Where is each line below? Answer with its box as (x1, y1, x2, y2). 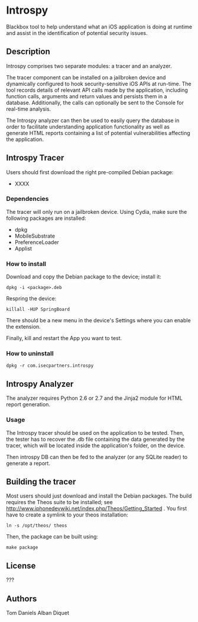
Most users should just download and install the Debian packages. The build (6, 492, 192, 499)
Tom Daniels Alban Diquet (6, 610, 69, 616)
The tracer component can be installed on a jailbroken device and (6, 73, 166, 81)
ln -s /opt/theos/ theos (6, 522, 67, 529)
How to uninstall (6, 350, 54, 358)
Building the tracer (6, 476, 76, 486)
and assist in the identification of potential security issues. (6, 29, 148, 36)
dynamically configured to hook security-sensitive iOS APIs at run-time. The (6, 80, 191, 87)
